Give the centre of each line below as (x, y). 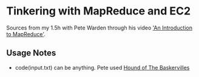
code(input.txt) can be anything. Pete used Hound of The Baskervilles (102, 67)
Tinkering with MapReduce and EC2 (99, 11)
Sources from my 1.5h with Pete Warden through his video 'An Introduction (99, 28)
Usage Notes (31, 53)
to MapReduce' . (26, 34)
